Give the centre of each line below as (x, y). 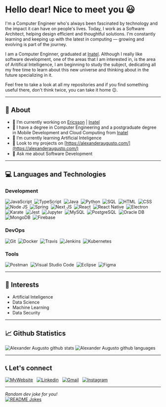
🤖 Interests (22, 285)
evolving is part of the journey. (36, 44)
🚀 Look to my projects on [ (39, 143)
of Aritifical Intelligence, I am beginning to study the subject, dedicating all (81, 64)
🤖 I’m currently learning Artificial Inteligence (57, 138)
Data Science (26, 302)
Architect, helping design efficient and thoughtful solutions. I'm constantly (80, 34)
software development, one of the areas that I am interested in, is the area (80, 59)
